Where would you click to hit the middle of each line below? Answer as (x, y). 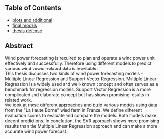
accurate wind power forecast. (36, 131)
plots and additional (32, 20)
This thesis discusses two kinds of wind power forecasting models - (74, 73)
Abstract (19, 46)
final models (25, 25)
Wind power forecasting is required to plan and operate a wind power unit (80, 58)
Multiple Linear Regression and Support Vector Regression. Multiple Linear (81, 79)
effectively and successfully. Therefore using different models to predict (78, 63)
